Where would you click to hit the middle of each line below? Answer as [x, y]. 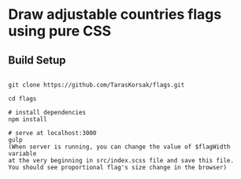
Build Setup [37, 60]
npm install [28, 119]
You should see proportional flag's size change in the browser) [117, 167]
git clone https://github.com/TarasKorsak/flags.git [96, 85]
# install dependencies [47, 112]
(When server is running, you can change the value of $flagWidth [119, 147]
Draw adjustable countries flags [115, 15]
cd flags [22, 99]
